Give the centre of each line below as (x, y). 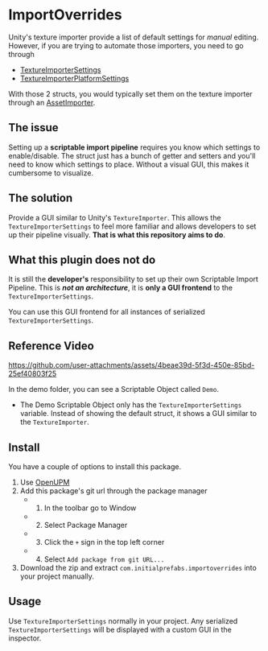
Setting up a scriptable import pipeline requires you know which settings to (134, 147)
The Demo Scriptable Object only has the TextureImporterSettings (131, 405)
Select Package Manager (86, 525)
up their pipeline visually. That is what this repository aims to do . (117, 234)
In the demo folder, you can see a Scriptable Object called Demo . (114, 389)
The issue (33, 128)
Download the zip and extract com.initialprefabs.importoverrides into (138, 568)
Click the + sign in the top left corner (104, 542)
